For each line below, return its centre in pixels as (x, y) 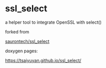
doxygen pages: (21, 51)
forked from (17, 32)
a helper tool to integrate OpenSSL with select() (53, 22)
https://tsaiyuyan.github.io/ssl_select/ (43, 60)
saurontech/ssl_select (27, 41)
